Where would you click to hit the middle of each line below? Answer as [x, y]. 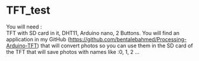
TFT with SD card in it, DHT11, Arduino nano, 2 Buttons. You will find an [93, 33]
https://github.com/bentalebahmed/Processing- [128, 39]
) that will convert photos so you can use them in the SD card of [115, 46]
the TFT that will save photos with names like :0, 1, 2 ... [73, 52]
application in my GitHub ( [38, 39]
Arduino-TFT [22, 46]
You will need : [24, 27]
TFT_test [28, 10]
